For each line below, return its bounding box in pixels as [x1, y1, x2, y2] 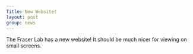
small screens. [6, 42, 42, 49]
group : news [6, 20, 36, 26]
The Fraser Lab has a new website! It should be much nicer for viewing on [6, 36, 187, 43]
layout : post [6, 14, 39, 20]
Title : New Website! [6, 8, 58, 15]
